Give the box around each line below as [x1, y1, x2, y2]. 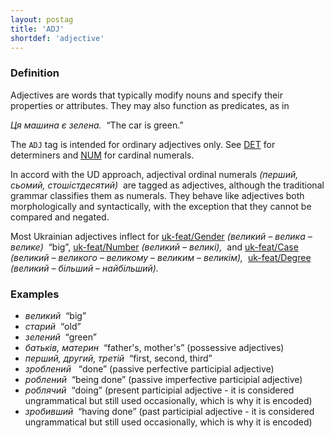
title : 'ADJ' [10, 24, 65, 34]
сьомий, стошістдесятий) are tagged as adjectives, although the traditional [10, 179, 325, 191]
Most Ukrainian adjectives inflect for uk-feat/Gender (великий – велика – [10, 230, 313, 242]
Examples [10, 287, 60, 301]
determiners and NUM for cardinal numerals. [10, 149, 195, 161]
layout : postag [10, 14, 74, 25]
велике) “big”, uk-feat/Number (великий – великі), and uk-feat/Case [10, 241, 299, 253]
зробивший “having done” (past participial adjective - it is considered [24, 405, 315, 417]
